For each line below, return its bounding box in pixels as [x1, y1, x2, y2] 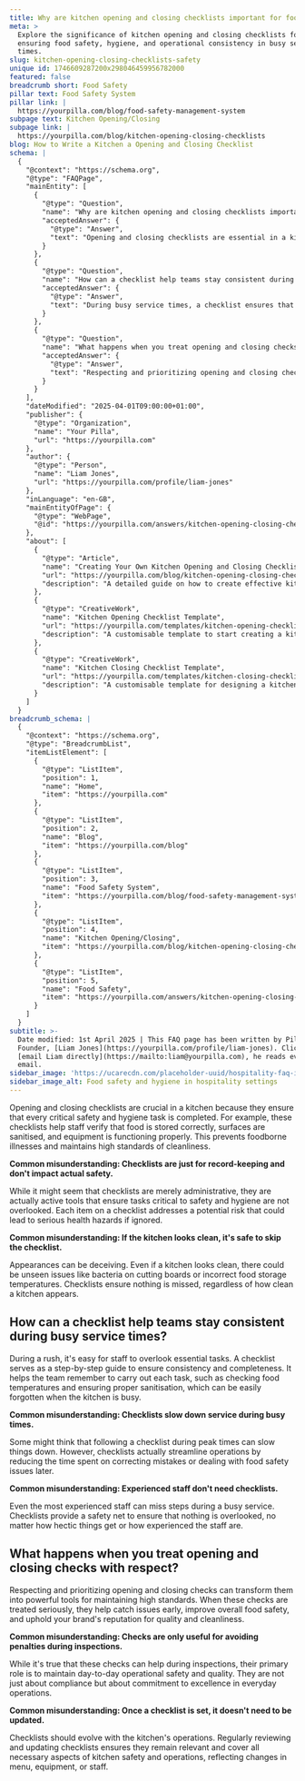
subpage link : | [9, 124, 71, 133]
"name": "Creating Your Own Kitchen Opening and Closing [42, 562, 261, 571]
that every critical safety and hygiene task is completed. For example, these [9, 1112, 292, 1123]
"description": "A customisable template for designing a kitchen [42, 680, 299, 689]
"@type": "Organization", [33, 419, 132, 428]
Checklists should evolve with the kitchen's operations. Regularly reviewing [9, 1732, 291, 1743]
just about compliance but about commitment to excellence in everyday [9, 1677, 277, 1688]
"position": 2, [42, 824, 100, 833]
